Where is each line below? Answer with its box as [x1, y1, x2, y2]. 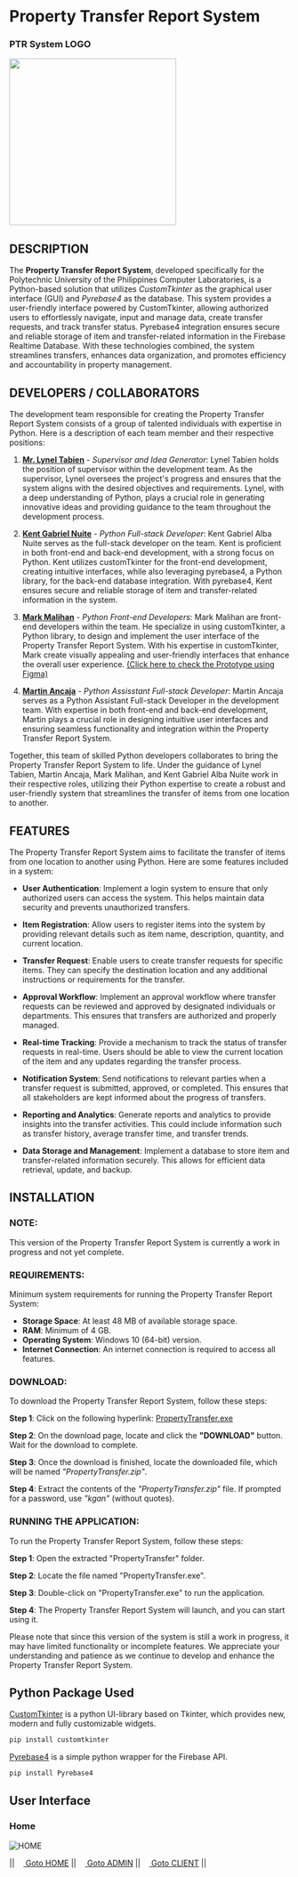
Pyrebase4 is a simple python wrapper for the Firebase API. [9, 1752, 229, 1762]
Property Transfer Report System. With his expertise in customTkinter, [21, 640, 279, 651]
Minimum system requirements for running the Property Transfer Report [9, 1288, 273, 1300]
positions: [9, 438, 45, 448]
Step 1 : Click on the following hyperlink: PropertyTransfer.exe [9, 1413, 234, 1424]
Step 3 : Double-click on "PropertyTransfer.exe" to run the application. [9, 1587, 265, 1598]
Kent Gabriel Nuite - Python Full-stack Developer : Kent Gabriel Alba [21, 528, 272, 539]
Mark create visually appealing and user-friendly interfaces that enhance [21, 649, 290, 660]
